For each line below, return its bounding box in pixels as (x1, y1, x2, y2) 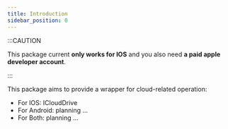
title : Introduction (7, 10, 69, 18)
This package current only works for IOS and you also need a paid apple (7, 50, 221, 59)
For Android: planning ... (17, 106, 89, 114)
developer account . (7, 57, 66, 66)
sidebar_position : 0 (7, 17, 69, 24)
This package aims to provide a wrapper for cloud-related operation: (7, 85, 207, 93)
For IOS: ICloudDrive (17, 98, 78, 106)
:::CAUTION (7, 36, 41, 44)
